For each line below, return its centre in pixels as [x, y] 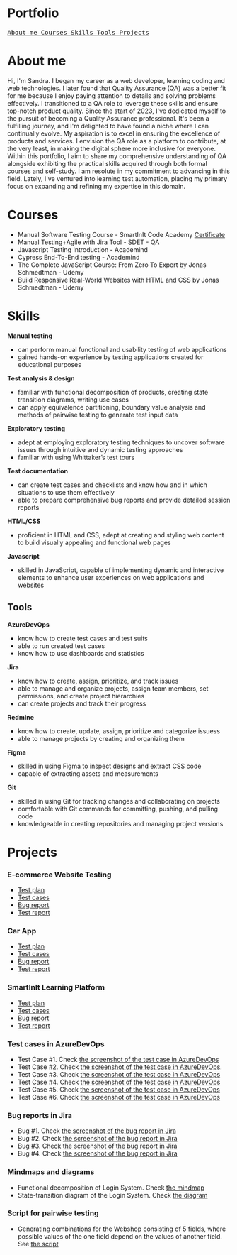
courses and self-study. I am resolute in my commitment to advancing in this [118, 171]
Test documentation [38, 471]
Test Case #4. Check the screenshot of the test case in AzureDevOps [119, 1082]
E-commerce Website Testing [59, 875]
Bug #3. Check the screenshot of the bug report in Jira [97, 1146]
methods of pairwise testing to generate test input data [98, 415]
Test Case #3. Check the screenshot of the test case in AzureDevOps [119, 1074]
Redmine [21, 717]
